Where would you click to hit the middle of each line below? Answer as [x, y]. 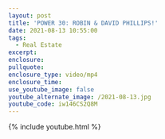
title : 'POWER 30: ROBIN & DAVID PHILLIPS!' [83, 23]
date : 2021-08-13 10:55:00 [53, 30]
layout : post [30, 15]
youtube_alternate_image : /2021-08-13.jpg [80, 97]
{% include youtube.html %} [55, 127]
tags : [17, 38]
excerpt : [23, 52]
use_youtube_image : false [51, 89]
